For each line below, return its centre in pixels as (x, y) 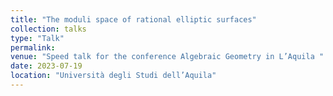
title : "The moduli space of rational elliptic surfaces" (133, 19)
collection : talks (48, 29)
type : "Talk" (37, 38)
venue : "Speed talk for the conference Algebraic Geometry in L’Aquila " (167, 57)
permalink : (33, 47)
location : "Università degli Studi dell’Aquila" (113, 76)
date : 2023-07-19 (46, 66)
